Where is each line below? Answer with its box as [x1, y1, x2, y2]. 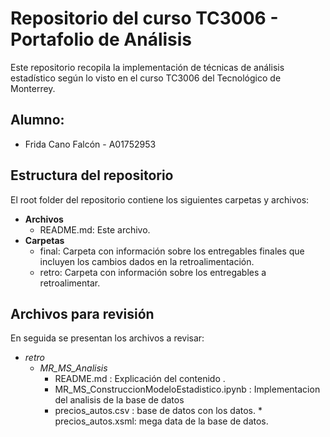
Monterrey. [10, 82, 56, 94]
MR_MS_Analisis [39, 362, 108, 374]
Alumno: [10, 112, 65, 129]
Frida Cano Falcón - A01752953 [24, 138, 157, 150]
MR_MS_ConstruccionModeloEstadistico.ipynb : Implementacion [54, 383, 321, 396]
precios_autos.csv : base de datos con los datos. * [54, 405, 263, 417]
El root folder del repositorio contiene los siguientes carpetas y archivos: [10, 193, 310, 206]
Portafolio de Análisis [10, 28, 193, 51]
